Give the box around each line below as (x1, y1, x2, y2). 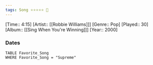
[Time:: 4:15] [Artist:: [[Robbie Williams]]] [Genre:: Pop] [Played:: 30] (5, 21, 149, 27)
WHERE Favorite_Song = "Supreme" (5, 55, 76, 60)
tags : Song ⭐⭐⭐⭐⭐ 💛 (5, 7, 48, 13)
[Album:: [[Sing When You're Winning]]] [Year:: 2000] (5, 26, 118, 33)
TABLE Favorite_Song (5, 50, 49, 55)
